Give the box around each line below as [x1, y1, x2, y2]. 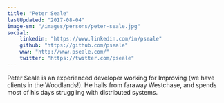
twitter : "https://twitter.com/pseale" [19, 55, 135, 62]
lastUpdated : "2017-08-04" [7, 16, 85, 23]
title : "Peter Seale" [7, 10, 70, 17]
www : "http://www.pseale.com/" [19, 49, 110, 56]
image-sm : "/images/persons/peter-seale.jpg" [7, 23, 140, 30]
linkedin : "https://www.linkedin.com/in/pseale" [19, 36, 162, 43]
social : [7, 29, 30, 36]
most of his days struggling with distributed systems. [7, 88, 158, 96]
